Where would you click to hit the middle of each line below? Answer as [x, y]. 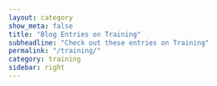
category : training [45, 59]
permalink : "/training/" [55, 51]
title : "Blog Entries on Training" [75, 34]
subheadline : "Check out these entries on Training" [109, 43]
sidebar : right [37, 68]
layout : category [41, 17]
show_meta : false [41, 26]
